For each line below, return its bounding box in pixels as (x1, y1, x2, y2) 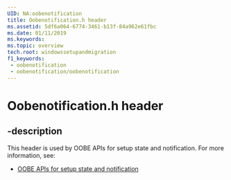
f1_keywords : (7, 55, 45, 62)
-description (7, 125, 62, 137)
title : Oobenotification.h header (7, 17, 108, 24)
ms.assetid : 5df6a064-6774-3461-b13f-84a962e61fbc (7, 23, 157, 30)
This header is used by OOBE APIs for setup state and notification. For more (7, 143, 224, 152)
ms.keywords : (7, 36, 45, 43)
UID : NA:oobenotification (7, 10, 82, 17)
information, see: (7, 151, 55, 159)
